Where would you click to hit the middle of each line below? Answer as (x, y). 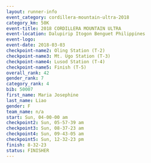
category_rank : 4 (28, 84)
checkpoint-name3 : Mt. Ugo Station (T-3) (58, 56)
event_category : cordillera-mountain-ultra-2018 (68, 17)
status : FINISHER (28, 150)
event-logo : (21, 39)
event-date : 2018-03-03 (36, 45)
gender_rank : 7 (25, 78)
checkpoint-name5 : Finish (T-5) (46, 67)
